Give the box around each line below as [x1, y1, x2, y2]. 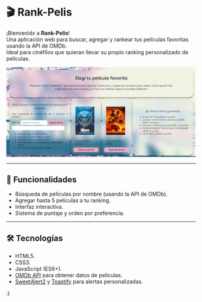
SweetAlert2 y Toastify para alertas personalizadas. [14, 278, 143, 285]
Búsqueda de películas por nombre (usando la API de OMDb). [14, 190, 168, 197]
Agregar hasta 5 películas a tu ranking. [14, 197, 111, 204]
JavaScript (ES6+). [14, 265, 62, 272]
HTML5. [14, 252, 35, 259]
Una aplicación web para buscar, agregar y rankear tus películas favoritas [6, 35, 189, 43]
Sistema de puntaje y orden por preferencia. [14, 209, 124, 217]
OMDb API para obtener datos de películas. [14, 271, 123, 279]
